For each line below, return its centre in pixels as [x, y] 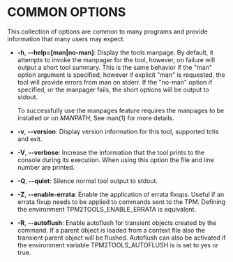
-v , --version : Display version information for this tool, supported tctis [118, 131]
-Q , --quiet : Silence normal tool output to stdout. [88, 181]
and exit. [30, 139]
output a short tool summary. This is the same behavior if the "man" [115, 67]
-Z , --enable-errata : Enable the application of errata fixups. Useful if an [121, 194]
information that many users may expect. [66, 38]
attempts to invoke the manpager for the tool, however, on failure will [116, 59]
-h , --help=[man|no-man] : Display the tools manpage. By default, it [115, 52]
